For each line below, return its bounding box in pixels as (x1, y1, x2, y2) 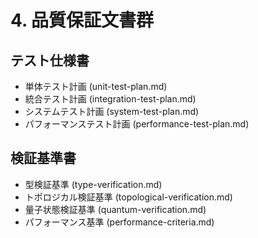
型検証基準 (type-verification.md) (24, 178, 163, 190)
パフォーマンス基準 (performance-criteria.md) (24, 216, 215, 228)
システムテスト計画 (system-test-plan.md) (24, 106, 200, 117)
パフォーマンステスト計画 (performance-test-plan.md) (24, 118, 250, 130)
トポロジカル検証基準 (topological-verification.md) (24, 191, 233, 203)
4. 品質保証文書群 (10, 9, 155, 32)
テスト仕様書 (10, 52, 90, 69)
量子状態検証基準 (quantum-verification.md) (24, 203, 207, 215)
